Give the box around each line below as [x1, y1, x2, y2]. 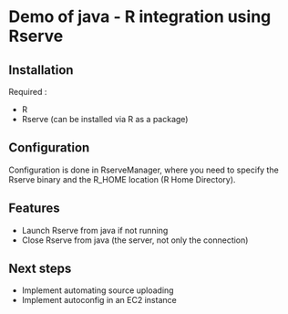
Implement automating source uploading [21, 285, 174, 296]
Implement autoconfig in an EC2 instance [21, 295, 177, 306]
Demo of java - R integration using [8, 6, 272, 27]
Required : [8, 87, 47, 97]
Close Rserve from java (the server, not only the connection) [21, 235, 249, 246]
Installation [8, 62, 74, 78]
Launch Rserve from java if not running [21, 225, 169, 235]
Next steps [8, 261, 72, 277]
